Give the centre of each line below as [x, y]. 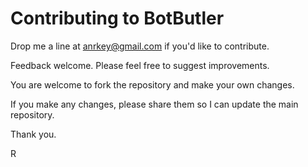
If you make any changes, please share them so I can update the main [154, 104]
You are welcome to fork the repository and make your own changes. [152, 84]
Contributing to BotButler [117, 18]
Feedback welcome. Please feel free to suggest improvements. [140, 65]
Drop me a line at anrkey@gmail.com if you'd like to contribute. [140, 46]
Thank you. [33, 134]
